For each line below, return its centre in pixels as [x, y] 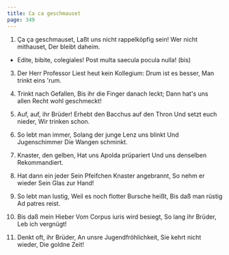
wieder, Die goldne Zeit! [50, 244]
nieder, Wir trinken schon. [53, 121]
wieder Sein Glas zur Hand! [55, 183]
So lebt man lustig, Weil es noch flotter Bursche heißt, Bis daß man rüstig [120, 196]
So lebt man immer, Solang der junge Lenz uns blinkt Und [98, 135]
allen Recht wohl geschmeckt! [59, 100]
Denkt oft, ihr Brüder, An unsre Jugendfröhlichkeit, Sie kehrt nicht [109, 237]
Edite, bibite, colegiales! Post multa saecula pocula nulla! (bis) [104, 59]
